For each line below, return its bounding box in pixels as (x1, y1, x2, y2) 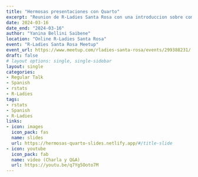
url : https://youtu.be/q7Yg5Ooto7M (11, 162, 99, 168)
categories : (6, 69, 35, 75)
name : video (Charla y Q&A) (11, 157, 81, 163)
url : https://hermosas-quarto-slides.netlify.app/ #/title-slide (11, 140, 173, 146)
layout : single (6, 63, 44, 70)
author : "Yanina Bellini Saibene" (6, 31, 91, 37)
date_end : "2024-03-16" (6, 25, 65, 31)
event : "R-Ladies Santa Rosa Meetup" (6, 42, 99, 48)
